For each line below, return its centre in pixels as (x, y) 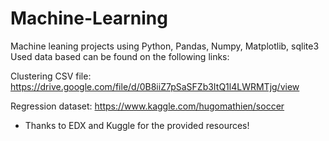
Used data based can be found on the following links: (120, 56)
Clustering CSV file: (51, 76)
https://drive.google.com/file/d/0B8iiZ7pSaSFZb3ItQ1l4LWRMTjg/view (155, 86)
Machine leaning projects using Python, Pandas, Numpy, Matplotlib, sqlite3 (165, 46)
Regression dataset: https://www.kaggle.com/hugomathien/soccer (147, 106)
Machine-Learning (89, 18)
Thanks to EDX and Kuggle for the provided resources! (137, 125)
